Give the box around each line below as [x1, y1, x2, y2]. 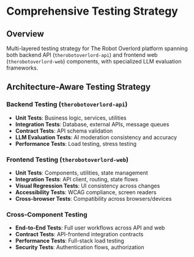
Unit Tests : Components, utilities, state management [15, 169, 148, 176]
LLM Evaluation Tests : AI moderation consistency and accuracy [15, 133, 177, 141]
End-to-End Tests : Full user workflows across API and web [15, 224, 165, 231]
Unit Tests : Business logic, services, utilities [15, 114, 127, 121]
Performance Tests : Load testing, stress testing [15, 140, 136, 147]
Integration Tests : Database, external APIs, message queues [15, 120, 170, 128]
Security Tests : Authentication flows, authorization [15, 244, 144, 251]
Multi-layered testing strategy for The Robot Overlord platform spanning [6, 45, 188, 52]
